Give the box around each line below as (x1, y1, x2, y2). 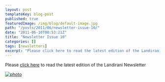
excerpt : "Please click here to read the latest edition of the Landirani (5, 48, 162, 53)
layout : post (5, 7, 32, 12)
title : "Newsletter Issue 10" (5, 35, 67, 40)
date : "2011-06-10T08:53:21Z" (5, 30, 67, 35)
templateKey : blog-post (5, 12, 54, 17)
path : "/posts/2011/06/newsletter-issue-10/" (5, 26, 100, 30)
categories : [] (5, 39, 36, 44)
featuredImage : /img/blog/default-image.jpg (5, 21, 98, 26)
